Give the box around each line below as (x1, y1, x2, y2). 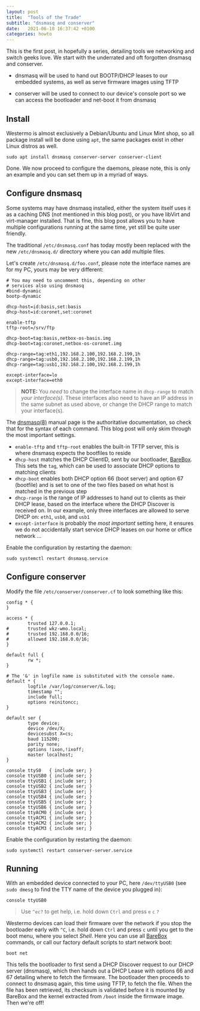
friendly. (6, 229, 27, 237)
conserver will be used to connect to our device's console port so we (14, 90, 186, 97)
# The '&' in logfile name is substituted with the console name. (6, 673, 175, 679)
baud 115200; (28, 736, 60, 742)
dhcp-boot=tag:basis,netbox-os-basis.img (6, 335, 111, 341)
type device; (28, 720, 60, 726)
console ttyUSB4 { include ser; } (6, 794, 93, 800)
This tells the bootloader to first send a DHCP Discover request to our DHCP (6, 961, 194, 968)
